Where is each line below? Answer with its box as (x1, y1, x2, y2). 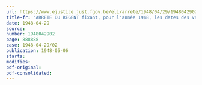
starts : (6, 53, 26, 59)
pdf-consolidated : (6, 70, 52, 76)
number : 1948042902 (6, 31, 55, 37)
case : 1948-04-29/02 (6, 42, 58, 48)
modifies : (6, 59, 31, 65)
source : (6, 25, 26, 32)
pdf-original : (6, 64, 42, 71)
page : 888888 (6, 37, 39, 42)
